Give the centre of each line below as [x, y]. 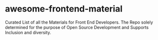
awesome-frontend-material [64, 9]
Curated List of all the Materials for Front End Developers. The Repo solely [79, 22]
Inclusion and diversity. [28, 32]
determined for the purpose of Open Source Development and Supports [77, 27]
